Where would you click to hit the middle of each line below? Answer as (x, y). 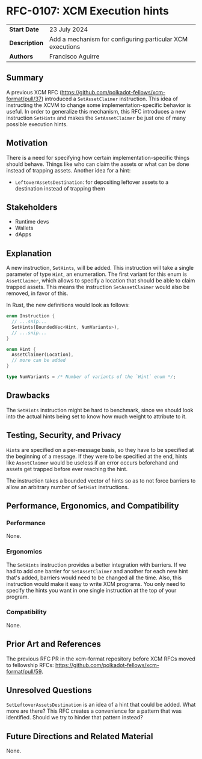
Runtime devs (32, 222)
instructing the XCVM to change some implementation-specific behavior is (99, 105)
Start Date (24, 29)
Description (26, 43)
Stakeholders (32, 207)
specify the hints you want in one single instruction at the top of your (91, 590)
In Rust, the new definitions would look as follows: (68, 305)
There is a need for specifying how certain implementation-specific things (98, 157)
